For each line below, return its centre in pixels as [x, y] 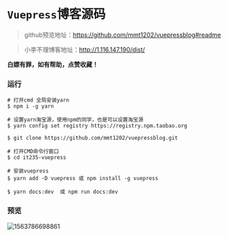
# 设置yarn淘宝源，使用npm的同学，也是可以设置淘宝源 [76, 120]
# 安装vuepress [28, 171]
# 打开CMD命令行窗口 [33, 152]
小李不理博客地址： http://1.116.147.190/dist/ [85, 49]
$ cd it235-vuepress [37, 158]
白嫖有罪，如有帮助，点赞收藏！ [53, 64]
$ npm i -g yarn [30, 106]
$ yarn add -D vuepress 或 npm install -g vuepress [83, 179]
